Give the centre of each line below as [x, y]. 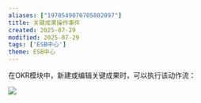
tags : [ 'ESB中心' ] [37, 45]
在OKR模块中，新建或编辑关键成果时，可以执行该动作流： [102, 75]
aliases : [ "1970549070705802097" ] [65, 15]
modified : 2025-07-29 [44, 37]
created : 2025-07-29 [42, 30]
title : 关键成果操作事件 [44, 23]
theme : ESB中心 [32, 52]
